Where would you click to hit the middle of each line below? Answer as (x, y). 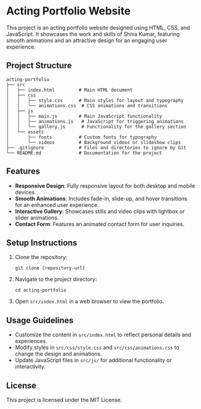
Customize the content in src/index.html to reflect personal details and (103, 335)
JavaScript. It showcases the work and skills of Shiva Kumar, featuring (93, 34)
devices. (25, 192)
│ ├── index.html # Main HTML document (70, 90)
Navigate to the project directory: (56, 279)
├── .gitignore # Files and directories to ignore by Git (96, 148)
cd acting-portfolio (40, 290)
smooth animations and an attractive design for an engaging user (87, 40)
